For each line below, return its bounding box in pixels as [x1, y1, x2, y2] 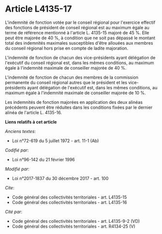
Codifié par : [5, 147, 29, 153]
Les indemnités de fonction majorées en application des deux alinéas [5, 99, 143, 105]
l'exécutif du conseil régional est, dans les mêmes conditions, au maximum [5, 60, 154, 66]
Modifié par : [5, 166, 30, 172]
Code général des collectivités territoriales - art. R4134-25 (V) [12, 223, 135, 229]
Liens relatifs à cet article [5, 119, 57, 125]
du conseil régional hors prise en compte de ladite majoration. [5, 45, 129, 51]
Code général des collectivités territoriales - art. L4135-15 [12, 194, 127, 200]
